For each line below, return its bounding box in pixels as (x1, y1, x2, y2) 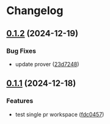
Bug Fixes (6, 47, 37, 55)
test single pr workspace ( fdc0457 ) (15, 110, 105, 118)
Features (6, 96, 34, 105)
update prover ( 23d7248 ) (15, 60, 79, 68)
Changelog (6, 4, 64, 18)
